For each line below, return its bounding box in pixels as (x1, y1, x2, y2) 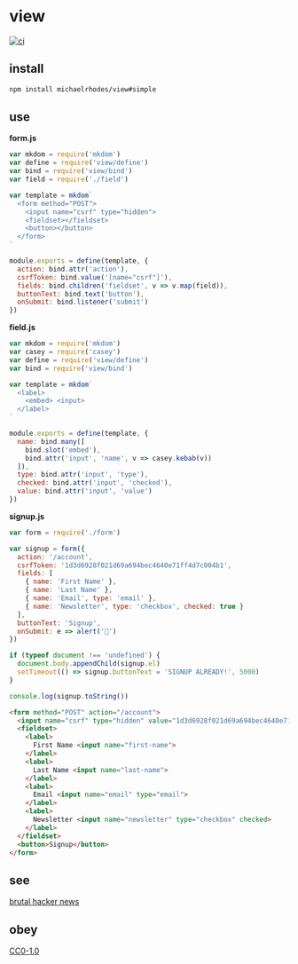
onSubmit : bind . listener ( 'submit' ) (17, 297, 149, 307)
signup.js (9, 510, 45, 521)
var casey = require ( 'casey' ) (9, 348, 122, 357)
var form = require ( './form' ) (9, 528, 122, 537)
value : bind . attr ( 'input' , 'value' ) (17, 486, 153, 496)
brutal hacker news (9, 897, 80, 907)
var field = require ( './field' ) (9, 175, 129, 184)
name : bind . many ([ (17, 437, 86, 446)
